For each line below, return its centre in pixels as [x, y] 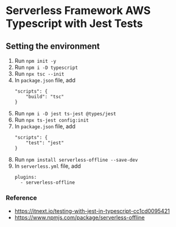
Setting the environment [53, 46]
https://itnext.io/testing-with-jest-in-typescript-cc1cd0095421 [92, 211]
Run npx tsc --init [39, 74]
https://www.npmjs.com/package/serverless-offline [79, 218]
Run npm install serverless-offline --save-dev [76, 160]
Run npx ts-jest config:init [51, 120]
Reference [21, 198]
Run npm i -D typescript [46, 67]
